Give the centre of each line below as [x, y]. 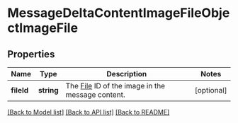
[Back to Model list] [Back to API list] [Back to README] [89, 112]
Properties [31, 54]
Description [127, 74]
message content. [95, 95]
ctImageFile [43, 28]
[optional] [211, 90]
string [48, 90]
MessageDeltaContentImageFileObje [119, 13]
